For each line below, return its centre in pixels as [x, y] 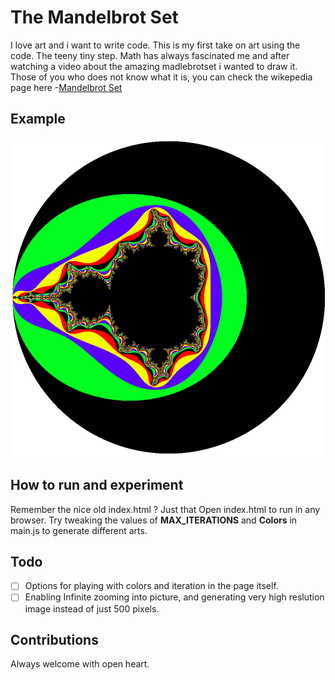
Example [38, 119]
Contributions [54, 639]
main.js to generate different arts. [79, 530]
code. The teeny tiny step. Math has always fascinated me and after [150, 55]
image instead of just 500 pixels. [92, 608]
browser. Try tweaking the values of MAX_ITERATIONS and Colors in [154, 520]
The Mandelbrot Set [94, 17]
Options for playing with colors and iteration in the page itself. [151, 586]
